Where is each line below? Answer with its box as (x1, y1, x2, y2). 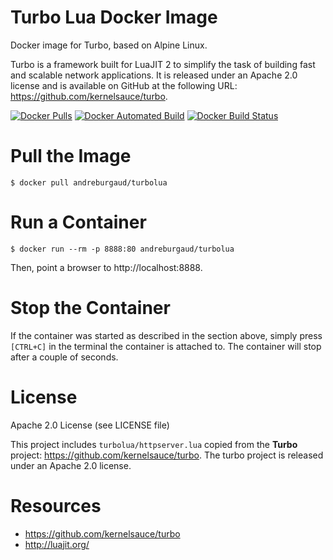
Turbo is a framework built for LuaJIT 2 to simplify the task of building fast (10, 58, 316, 70)
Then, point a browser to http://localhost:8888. (10, 261, 203, 273)
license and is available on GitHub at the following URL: (10, 79, 238, 91)
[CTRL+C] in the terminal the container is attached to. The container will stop (10, 340, 322, 352)
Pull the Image (10, 145, 132, 168)
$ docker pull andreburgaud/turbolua (10, 177, 168, 188)
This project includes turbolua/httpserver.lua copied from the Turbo (10, 438, 298, 450)
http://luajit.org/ (24, 538, 90, 550)
